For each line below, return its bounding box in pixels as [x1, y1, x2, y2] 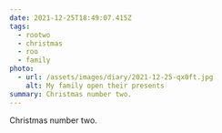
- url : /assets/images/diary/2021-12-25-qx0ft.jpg [17, 73, 214, 82]
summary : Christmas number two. [9, 89, 132, 98]
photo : [9, 65, 35, 74]
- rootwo [17, 30, 51, 39]
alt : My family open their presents [25, 81, 166, 90]
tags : [9, 22, 30, 31]
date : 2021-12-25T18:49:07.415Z [9, 13, 132, 23]
